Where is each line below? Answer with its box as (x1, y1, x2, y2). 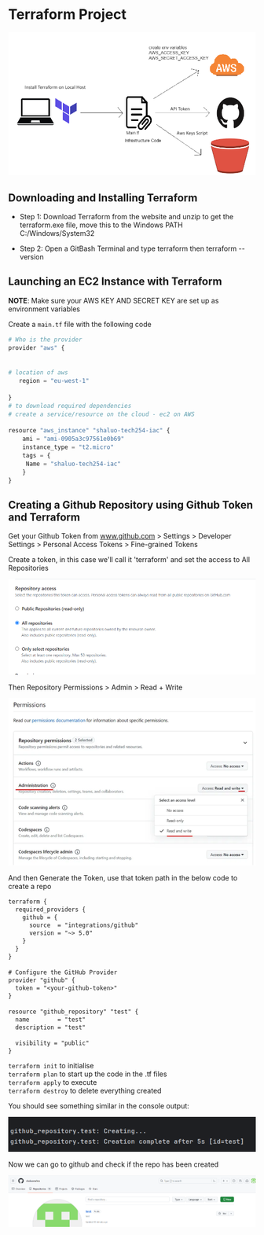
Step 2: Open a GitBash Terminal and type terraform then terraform (19, 244, 237, 253)
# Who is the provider (8, 336, 82, 344)
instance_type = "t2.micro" (22, 443, 114, 451)
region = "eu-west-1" (18, 377, 90, 385)
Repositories (8, 564, 49, 573)
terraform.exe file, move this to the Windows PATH (19, 220, 183, 230)
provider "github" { (8, 976, 76, 984)
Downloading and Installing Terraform (8, 191, 198, 204)
